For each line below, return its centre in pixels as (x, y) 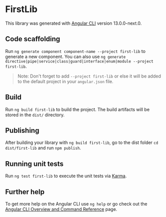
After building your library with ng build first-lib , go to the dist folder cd (82, 142)
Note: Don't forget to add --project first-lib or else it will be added (89, 76)
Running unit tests (34, 164)
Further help (25, 192)
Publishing (22, 130)
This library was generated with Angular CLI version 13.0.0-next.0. (73, 23)
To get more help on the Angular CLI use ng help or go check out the (76, 204)
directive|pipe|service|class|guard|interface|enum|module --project (79, 61)
